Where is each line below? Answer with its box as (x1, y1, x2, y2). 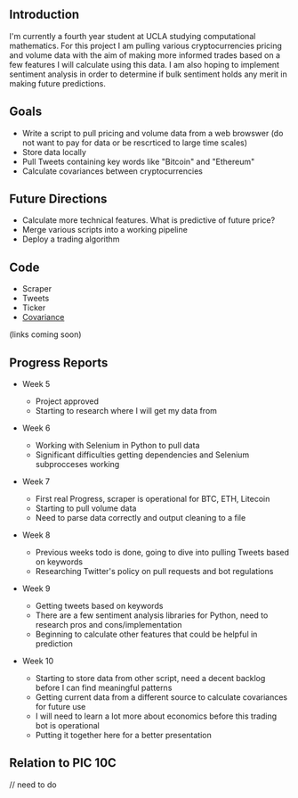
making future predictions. (9, 78, 107, 88)
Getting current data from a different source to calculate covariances (35, 692, 288, 703)
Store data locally (21, 146, 87, 157)
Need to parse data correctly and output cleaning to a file (35, 513, 246, 523)
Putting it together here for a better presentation (35, 730, 212, 741)
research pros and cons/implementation (35, 620, 182, 630)
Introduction (9, 7, 80, 22)
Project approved (35, 396, 100, 407)
